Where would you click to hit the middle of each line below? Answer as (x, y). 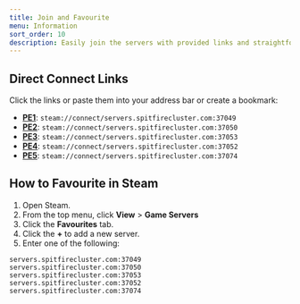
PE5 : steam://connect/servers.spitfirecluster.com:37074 (130, 156)
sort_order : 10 (37, 34)
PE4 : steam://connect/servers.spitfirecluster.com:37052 (130, 146)
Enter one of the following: (71, 243)
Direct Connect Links (69, 78)
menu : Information (43, 26)
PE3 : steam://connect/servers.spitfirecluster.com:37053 (130, 137)
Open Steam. (46, 205)
